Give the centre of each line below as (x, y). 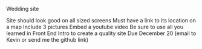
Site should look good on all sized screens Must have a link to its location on (101, 20)
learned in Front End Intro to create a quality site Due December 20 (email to (101, 33)
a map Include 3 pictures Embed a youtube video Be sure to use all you (95, 27)
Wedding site (23, 9)
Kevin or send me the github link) (47, 40)
